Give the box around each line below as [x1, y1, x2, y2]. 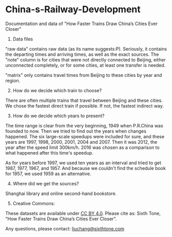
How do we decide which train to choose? [12, 87, 102, 93]
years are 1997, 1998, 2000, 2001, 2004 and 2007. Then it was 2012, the [5, 139, 158, 145]
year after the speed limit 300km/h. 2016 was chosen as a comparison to [5, 144, 160, 150]
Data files [12, 36, 33, 42]
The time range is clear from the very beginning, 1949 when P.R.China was [5, 122, 163, 128]
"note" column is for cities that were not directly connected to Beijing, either [5, 56, 166, 62]
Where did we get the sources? [12, 180, 79, 186]
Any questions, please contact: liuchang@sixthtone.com [5, 225, 125, 231]
